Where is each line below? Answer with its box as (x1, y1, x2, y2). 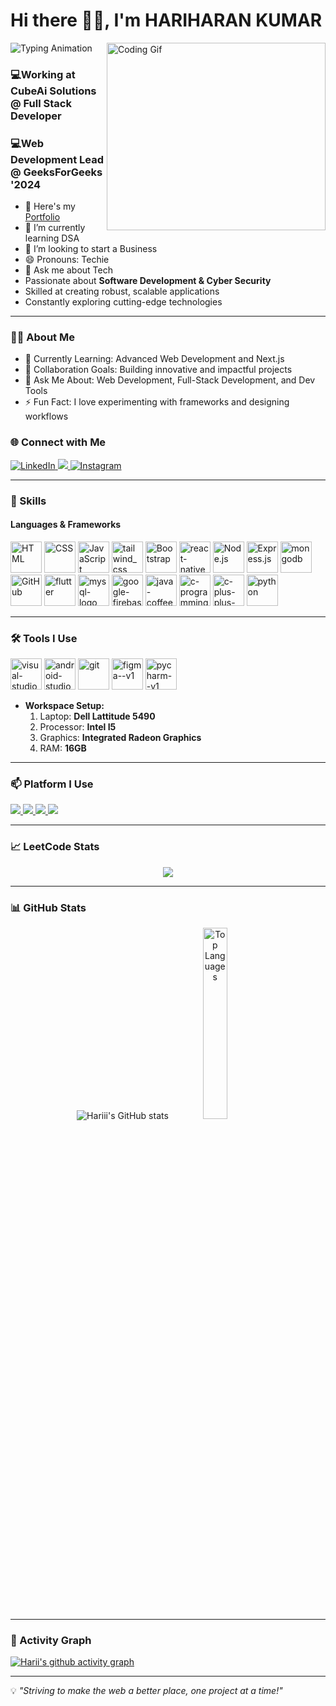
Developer (10, 109, 62, 123)
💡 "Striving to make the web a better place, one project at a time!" (10, 1685, 283, 1697)
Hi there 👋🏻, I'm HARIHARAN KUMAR (10, 9, 323, 32)
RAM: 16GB (39, 742, 87, 754)
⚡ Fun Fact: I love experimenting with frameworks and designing (24, 396, 290, 408)
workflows (24, 410, 69, 423)
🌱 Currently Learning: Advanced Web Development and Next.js (24, 353, 285, 365)
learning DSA (24, 232, 80, 244)
